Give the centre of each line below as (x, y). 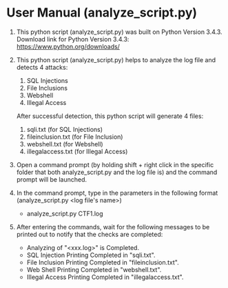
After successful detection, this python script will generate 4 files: (110, 116)
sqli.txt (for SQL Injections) (65, 129)
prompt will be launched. (52, 179)
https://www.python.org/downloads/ (68, 46)
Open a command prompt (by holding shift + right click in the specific (115, 164)
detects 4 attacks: (42, 67)
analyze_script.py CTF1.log (65, 213)
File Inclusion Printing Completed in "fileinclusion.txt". (103, 262)
